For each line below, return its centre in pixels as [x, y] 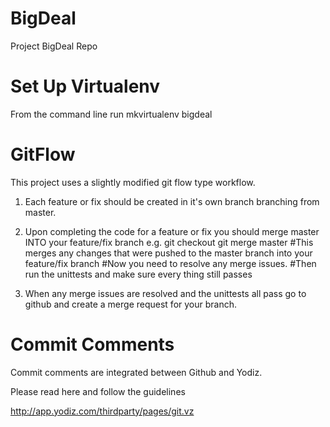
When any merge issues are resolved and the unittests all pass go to [165, 293]
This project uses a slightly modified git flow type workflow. [133, 182]
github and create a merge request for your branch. [131, 304]
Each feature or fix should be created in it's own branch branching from [172, 201]
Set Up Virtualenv [85, 86]
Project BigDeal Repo [54, 46]
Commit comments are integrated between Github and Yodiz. [136, 372]
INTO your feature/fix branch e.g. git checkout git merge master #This [169, 242]
